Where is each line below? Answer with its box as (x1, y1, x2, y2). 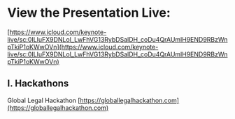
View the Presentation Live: (7, 5, 171, 21)
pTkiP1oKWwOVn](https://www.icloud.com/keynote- (7, 42, 159, 51)
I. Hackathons (7, 78, 69, 90)
